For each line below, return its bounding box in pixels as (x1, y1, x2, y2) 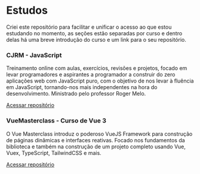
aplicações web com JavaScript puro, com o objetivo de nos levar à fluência (6, 77, 194, 84)
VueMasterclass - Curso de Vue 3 (6, 117, 106, 125)
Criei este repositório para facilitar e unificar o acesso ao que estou (6, 23, 172, 30)
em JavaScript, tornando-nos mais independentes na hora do (6, 84, 158, 91)
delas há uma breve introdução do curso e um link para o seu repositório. (6, 36, 186, 43)
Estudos (6, 4, 48, 17)
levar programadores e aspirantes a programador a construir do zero (6, 71, 176, 78)
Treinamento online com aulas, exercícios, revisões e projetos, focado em (6, 65, 187, 72)
